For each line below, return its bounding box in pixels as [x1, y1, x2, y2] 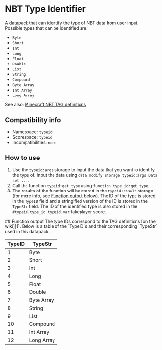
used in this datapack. [5, 228, 50, 234]
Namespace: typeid [12, 129, 53, 135]
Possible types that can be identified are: [5, 25, 88, 31]
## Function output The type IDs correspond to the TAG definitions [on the [5, 218, 156, 224]
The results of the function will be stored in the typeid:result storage [12, 188, 154, 193]
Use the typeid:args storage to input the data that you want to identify [12, 166, 155, 173]
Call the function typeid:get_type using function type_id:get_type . [12, 182, 150, 188]
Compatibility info [5, 116, 61, 124]
